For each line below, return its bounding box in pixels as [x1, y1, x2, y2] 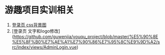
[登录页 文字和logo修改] [11, 28, 60, 34]
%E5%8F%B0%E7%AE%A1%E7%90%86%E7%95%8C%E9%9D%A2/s [11, 39, 160, 45]
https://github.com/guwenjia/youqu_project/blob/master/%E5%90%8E [13, 33, 159, 40]
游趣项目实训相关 [4, 4, 75, 16]
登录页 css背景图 [11, 22, 47, 28]
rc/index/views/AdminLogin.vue [11, 44, 77, 50]
